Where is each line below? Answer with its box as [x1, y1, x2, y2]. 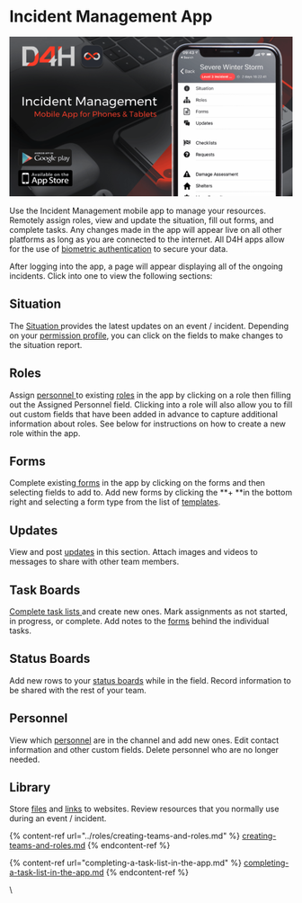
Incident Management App [9, 6, 213, 27]
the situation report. [9, 339, 83, 350]
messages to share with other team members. [9, 556, 180, 568]
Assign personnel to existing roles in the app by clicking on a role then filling [9, 389, 291, 400]
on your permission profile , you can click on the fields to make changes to [9, 330, 283, 341]
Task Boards [9, 582, 81, 597]
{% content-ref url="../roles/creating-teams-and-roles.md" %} [9, 830, 241, 842]
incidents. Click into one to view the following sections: [9, 270, 213, 281]
